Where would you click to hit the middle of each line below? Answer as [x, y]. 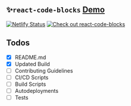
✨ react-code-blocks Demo [56, 10]
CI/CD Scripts [32, 77]
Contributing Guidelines [44, 70]
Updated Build [32, 64]
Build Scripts [30, 84]
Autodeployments [36, 91]
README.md [30, 57]
